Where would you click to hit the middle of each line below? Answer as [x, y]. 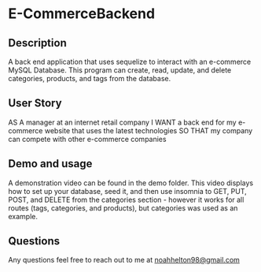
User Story [35, 103]
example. [23, 216]
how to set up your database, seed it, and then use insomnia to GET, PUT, [128, 191]
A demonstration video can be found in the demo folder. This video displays [131, 183]
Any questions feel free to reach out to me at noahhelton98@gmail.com [124, 260]
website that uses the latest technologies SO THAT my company [149, 130]
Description [37, 43]
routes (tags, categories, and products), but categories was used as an [123, 208]
